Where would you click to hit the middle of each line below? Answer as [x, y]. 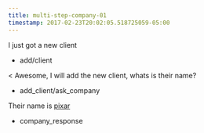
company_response [51, 120]
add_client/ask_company [60, 90]
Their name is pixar [39, 106]
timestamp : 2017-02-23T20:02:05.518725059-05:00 [89, 23]
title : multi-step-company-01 [58, 15]
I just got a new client [42, 45]
